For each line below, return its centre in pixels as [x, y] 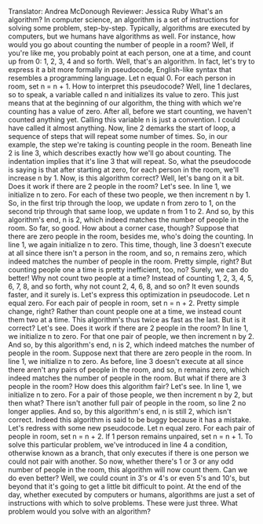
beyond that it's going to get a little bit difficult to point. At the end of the [125, 486]
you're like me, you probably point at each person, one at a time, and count [130, 53]
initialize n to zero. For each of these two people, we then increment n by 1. [130, 195]
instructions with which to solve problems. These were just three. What [123, 503]
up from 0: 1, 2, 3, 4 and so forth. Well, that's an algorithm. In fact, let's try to [131, 61]
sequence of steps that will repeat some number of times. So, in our [118, 136]
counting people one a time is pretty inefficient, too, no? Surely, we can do [128, 269]
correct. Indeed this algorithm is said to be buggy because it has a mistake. [130, 420]
